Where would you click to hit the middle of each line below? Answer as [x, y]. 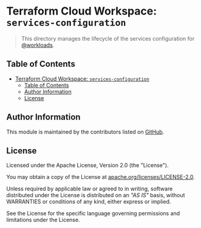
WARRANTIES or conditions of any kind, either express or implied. [89, 202]
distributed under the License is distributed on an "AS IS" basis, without [96, 195]
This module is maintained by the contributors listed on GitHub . [85, 132]
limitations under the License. [43, 220]
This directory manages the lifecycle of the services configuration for [108, 38]
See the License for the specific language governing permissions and [93, 213]
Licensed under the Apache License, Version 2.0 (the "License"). [87, 166]
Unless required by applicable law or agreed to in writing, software [90, 189]
